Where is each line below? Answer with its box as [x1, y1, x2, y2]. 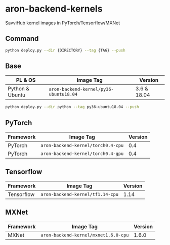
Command [5, 34, 39, 43]
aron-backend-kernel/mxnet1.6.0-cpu [40, 232, 129, 238]
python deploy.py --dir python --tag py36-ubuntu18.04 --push [5, 105, 139, 110]
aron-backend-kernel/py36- [49, 86, 114, 92]
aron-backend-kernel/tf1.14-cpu [40, 191, 119, 197]
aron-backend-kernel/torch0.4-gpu [40, 151, 124, 157]
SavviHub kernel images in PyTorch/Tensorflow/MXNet [5, 20, 120, 26]
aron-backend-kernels [5, 3, 103, 15]
